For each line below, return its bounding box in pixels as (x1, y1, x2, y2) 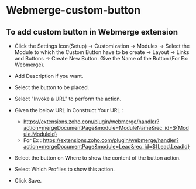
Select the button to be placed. (14, 84, 90, 91)
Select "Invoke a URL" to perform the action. (14, 95, 122, 102)
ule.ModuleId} (23, 130, 57, 137)
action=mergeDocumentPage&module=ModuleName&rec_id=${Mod (23, 124, 189, 131)
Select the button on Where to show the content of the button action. (14, 154, 181, 161)
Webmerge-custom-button (6, 4, 141, 17)
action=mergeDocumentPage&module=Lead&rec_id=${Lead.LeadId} (23, 143, 190, 150)
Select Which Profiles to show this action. (14, 166, 115, 173)
